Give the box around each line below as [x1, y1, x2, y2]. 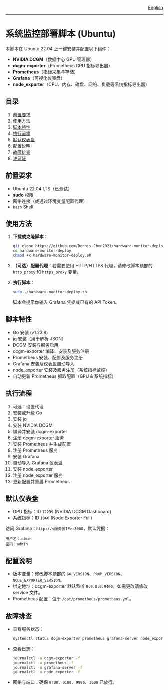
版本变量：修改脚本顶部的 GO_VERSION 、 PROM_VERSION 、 [12, 571, 125, 577]
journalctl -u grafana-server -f [12, 665, 83, 670]
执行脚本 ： [12, 280, 35, 285]
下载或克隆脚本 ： [12, 234, 48, 240]
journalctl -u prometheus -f [12, 660, 74, 665]
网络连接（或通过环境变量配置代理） [12, 198, 88, 204]
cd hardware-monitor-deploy [12, 248, 71, 253]
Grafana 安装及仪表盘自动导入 [12, 360, 75, 367]
